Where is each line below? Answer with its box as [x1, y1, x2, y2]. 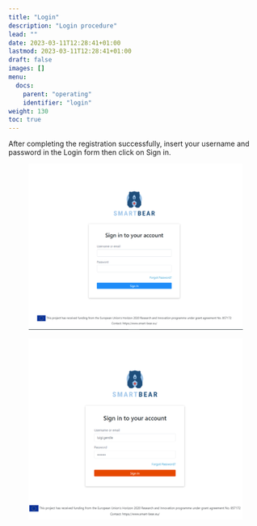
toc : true [8, 116, 42, 124]
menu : [8, 73, 27, 81]
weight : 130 [8, 107, 48, 115]
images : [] [8, 65, 45, 73]
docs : [15, 81, 35, 89]
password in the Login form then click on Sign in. [8, 148, 171, 157]
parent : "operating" [23, 90, 92, 98]
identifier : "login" [23, 98, 92, 107]
